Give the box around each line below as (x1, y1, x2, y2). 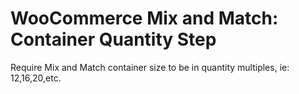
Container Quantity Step (10, 28, 217, 51)
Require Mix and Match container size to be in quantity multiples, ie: (10, 61, 290, 73)
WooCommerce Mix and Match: (10, 7, 279, 30)
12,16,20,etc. (10, 72, 62, 84)
